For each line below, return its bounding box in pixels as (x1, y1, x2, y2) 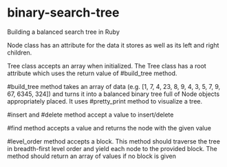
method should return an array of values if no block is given (7, 152, 177, 160)
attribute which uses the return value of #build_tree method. (7, 69, 177, 77)
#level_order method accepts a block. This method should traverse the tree (7, 137, 220, 146)
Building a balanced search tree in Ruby (7, 28, 120, 36)
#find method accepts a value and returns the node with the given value (7, 124, 212, 132)
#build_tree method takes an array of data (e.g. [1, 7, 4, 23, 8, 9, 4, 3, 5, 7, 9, (7, 82, 221, 90)
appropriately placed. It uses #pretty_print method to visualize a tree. (7, 97, 203, 105)
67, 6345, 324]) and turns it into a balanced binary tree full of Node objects (7, 90, 220, 98)
